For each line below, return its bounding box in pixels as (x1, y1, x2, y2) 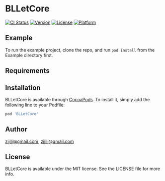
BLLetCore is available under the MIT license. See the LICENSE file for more (5, 166, 161, 172)
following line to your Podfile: (5, 102, 65, 108)
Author (5, 125, 27, 134)
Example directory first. (5, 52, 53, 58)
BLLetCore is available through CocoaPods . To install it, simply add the (5, 96, 150, 102)
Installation (5, 83, 41, 92)
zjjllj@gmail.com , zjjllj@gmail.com (5, 138, 74, 144)
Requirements (5, 66, 50, 75)
